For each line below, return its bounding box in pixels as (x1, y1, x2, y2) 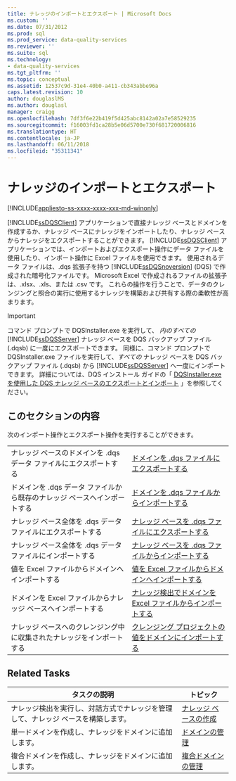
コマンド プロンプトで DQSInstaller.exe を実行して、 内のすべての (7, 326, 197, 334)
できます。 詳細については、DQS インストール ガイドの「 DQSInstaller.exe (7, 370, 222, 379)
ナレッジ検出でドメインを (131, 588, 216, 597)
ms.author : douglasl (7, 102, 68, 109)
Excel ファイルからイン (131, 598, 209, 608)
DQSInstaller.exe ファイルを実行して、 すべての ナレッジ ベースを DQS (7, 353, 209, 361)
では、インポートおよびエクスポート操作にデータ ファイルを (50, 244, 225, 253)
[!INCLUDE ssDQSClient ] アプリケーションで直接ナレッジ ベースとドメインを (7, 218, 228, 227)
